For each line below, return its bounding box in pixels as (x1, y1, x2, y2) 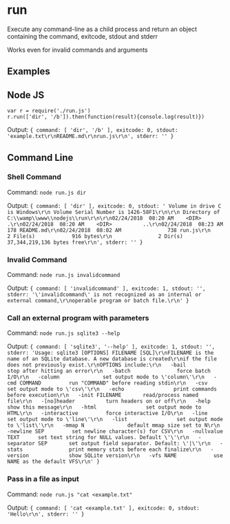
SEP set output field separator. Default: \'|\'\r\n (37, 440, 211, 447)
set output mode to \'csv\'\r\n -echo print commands (7, 386, 217, 393)
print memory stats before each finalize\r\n (68, 446, 202, 454)
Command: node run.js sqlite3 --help (7, 329, 121, 337)
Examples (7, 66, 50, 77)
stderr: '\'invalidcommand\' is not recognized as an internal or (7, 291, 202, 298)
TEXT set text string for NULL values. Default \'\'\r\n (7, 434, 189, 441)
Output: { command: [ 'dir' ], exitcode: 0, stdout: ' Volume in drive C (7, 201, 222, 209)
